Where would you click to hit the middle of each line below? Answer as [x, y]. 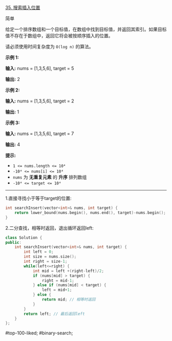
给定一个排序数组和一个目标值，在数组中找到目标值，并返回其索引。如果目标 [86, 29]
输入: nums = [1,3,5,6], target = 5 [40, 68]
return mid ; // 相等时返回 [69, 300]
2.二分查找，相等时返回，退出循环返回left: [49, 228]
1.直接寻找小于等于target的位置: [38, 198]
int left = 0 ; [39, 252]
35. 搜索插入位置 [23, 7]
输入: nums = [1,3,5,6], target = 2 [40, 101]
